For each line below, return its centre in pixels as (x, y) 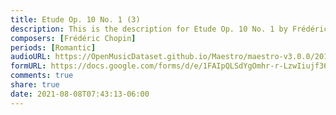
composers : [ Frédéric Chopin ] (73, 38)
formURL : (28, 66)
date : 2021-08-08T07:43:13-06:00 (80, 94)
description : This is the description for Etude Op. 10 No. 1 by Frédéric (169, 29)
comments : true (42, 76)
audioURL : (31, 57)
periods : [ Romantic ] (53, 47)
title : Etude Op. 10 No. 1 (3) (75, 19)
